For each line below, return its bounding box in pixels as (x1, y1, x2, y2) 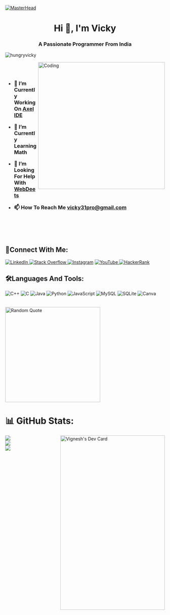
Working (14, 99, 36, 106)
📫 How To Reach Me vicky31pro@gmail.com (14, 203, 127, 211)
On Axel (14, 106, 34, 113)
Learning (14, 142, 37, 149)
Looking (14, 166, 34, 174)
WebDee (14, 186, 36, 193)
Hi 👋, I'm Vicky (54, 23, 116, 34)
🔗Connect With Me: (5, 246, 68, 254)
